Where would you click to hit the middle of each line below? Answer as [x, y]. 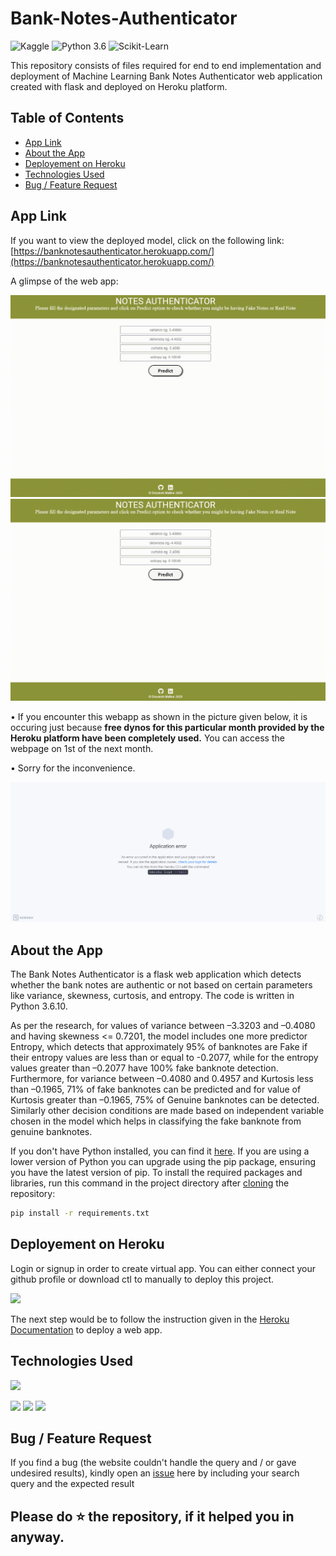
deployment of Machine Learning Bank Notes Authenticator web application [166, 76]
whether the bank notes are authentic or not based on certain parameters [161, 985]
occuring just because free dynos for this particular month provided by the [167, 728]
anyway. [37, 1537]
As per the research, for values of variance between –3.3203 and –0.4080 [163, 1026]
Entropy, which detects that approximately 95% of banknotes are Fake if [159, 1047]
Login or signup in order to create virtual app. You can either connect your [163, 1268]
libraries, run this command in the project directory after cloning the [150, 1183]
